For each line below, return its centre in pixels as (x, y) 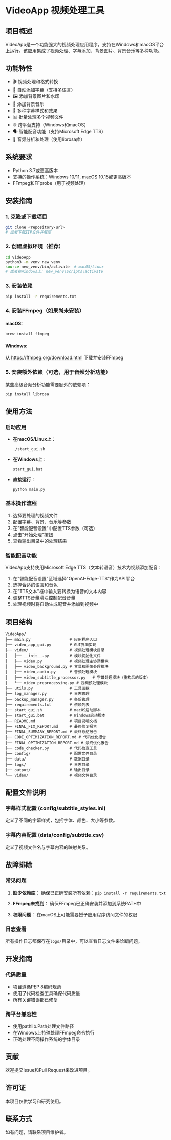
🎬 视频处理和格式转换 (36, 81)
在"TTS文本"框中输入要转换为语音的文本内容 (59, 592)
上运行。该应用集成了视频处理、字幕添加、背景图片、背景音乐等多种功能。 (84, 51)
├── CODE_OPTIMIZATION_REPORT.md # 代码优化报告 (56, 737)
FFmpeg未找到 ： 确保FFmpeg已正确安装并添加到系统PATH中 (77, 903)
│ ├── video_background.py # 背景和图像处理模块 (57, 667)
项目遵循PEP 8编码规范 (37, 987)
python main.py (29, 489)
